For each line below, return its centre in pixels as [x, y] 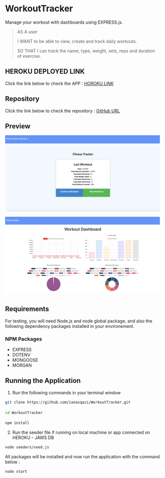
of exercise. [29, 56]
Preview [18, 126]
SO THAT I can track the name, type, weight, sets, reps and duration [86, 51]
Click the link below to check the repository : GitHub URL [63, 111]
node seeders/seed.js [27, 447]
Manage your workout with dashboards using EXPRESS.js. [64, 22]
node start [16, 472]
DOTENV [21, 355]
